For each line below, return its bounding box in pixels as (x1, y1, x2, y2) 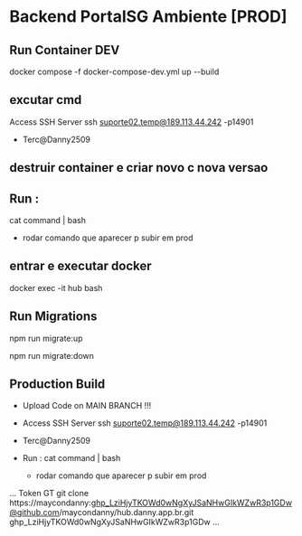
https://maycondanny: (9, 497, 92, 508)
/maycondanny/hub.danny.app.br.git (58, 507, 194, 518)
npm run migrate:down (9, 350, 95, 361)
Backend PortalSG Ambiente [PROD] (9, 6, 288, 27)
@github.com (9, 507, 60, 518)
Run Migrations (9, 309, 98, 324)
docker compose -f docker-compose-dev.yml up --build (9, 66, 220, 77)
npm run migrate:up (9, 333, 83, 343)
